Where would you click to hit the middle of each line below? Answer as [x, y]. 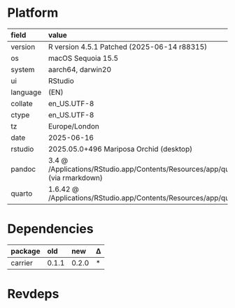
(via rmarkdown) [75, 177]
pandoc [23, 169]
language [26, 92]
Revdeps [33, 294]
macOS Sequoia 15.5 [83, 58]
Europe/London [73, 126]
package [26, 251]
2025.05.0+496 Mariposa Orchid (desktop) [120, 149]
